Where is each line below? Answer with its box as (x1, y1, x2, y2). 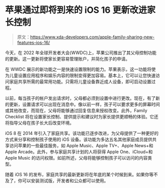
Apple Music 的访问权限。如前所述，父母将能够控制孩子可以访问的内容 (5, 155, 148, 160)
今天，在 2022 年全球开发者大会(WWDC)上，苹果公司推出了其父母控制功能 (5, 50, 157, 56)
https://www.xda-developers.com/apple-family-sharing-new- (30, 34, 155, 40)
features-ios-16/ (17, 39, 50, 45)
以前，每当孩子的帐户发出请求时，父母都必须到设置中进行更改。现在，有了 (5, 95, 156, 101)
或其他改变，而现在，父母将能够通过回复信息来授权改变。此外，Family (5, 107, 147, 113)
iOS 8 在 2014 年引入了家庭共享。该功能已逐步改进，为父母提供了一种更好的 (5, 130, 159, 136)
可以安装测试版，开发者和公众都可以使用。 (22, 178, 109, 184)
